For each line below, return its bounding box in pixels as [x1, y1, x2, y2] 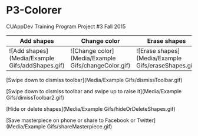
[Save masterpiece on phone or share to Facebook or [6, 117, 136, 124]
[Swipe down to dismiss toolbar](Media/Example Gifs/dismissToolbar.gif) [6, 76, 183, 83]
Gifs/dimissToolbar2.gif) [6, 94, 65, 101]
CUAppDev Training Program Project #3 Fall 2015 [6, 23, 126, 30]
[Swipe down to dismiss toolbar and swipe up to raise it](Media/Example [6, 87, 182, 94]
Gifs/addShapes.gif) [9, 61, 65, 69]
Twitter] [137, 117, 156, 124]
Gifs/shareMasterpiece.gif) [47, 123, 113, 130]
